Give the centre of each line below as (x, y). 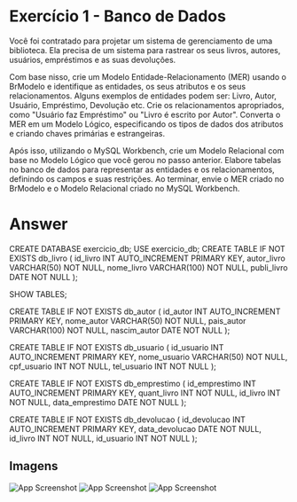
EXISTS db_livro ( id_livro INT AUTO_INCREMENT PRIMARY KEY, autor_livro (147, 258)
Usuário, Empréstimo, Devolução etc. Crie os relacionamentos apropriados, (147, 105)
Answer (39, 224)
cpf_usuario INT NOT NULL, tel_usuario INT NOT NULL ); (113, 366)
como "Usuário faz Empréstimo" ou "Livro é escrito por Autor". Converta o (145, 114)
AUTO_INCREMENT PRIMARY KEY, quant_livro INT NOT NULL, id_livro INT (145, 393)
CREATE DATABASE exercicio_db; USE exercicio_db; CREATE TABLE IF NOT (147, 248)
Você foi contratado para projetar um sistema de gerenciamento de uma (141, 41)
